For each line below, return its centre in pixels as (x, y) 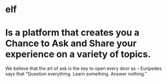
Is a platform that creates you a (72, 33)
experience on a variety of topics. (78, 54)
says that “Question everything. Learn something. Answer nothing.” (76, 74)
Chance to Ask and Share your (71, 44)
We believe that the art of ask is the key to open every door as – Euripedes (83, 69)
